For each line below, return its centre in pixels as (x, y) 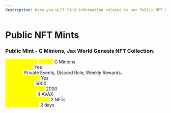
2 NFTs (58, 100)
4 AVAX (45, 94)
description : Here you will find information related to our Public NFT (84, 10)
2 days (48, 105)
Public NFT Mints (42, 35)
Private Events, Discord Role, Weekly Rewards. (73, 73)
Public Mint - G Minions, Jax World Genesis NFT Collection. (80, 51)
